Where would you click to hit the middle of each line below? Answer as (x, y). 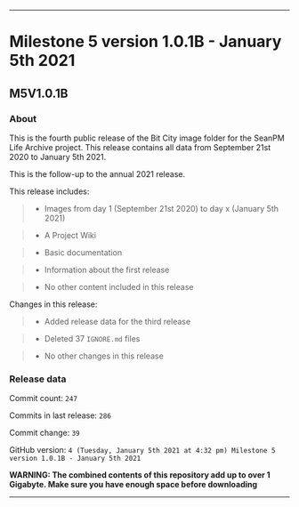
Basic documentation (83, 252)
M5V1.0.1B (39, 93)
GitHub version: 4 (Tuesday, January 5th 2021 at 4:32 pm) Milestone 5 (142, 450)
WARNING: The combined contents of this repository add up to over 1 (140, 475)
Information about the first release (107, 270)
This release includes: (49, 191)
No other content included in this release (119, 286)
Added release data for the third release (117, 321)
